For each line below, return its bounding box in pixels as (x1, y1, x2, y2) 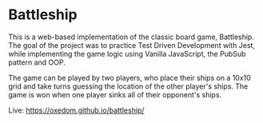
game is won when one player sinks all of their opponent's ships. (8, 89, 222, 99)
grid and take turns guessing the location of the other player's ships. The (8, 81, 249, 91)
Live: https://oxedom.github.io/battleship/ (8, 105, 145, 115)
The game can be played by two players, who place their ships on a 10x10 (8, 73, 252, 82)
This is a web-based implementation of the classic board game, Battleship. (8, 32, 254, 42)
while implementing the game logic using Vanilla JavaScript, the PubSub (8, 49, 246, 58)
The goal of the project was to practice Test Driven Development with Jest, (8, 40, 256, 50)
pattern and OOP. (8, 58, 66, 67)
